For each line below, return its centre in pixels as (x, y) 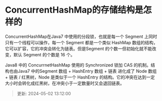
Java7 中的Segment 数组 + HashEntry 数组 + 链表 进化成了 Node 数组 (87, 71)
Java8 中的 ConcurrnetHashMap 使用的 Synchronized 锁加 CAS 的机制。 (78, 65)
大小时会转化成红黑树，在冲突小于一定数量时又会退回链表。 (65, 83)
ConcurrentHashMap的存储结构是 (74, 10)
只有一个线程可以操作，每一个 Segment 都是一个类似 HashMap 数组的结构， (81, 42)
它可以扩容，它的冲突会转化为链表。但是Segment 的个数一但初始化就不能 (79, 49)
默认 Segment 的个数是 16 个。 (44, 54)
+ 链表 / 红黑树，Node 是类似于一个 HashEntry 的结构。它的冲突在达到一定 (80, 77)
